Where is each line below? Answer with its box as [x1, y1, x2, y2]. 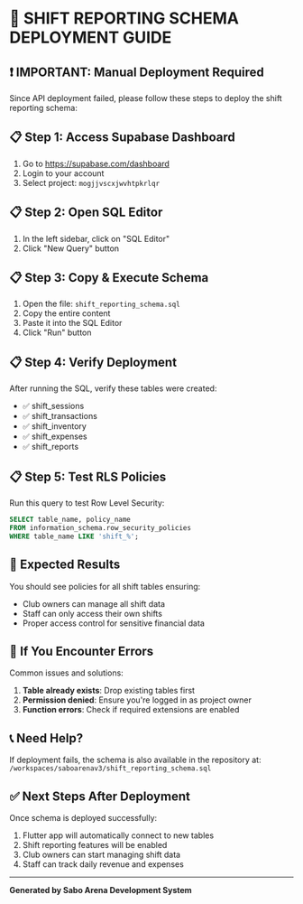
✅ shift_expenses [22, 431, 87, 442]
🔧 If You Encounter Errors [9, 643, 154, 658]
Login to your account [22, 167, 105, 179]
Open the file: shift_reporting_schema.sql [22, 298, 180, 310]
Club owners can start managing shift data [22, 849, 181, 860]
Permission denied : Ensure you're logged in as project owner [22, 694, 252, 705]
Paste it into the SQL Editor [22, 318, 123, 329]
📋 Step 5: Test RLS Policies [9, 469, 167, 484]
